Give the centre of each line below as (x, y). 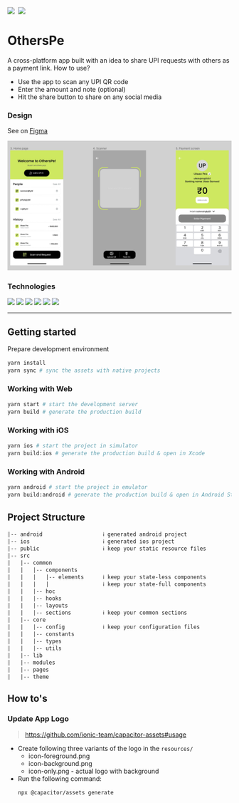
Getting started (42, 332)
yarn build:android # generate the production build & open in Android (116, 495)
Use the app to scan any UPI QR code (73, 81)
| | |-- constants (41, 634)
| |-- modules (31, 663)
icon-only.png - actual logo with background (94, 771)
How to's (27, 699)
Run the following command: (59, 778)
